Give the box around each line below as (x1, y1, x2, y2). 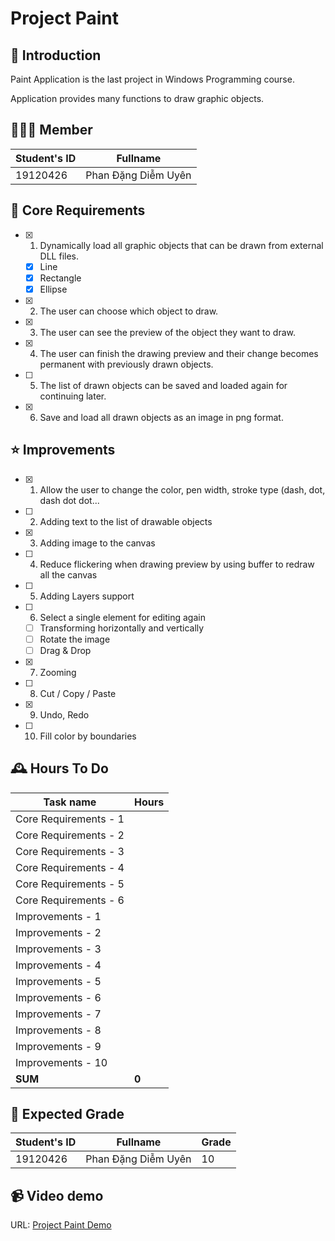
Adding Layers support (39, 590, 135, 602)
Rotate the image (39, 633, 111, 645)
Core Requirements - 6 (15, 893, 125, 907)
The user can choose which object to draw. (39, 305, 219, 317)
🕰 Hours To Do (10, 760, 109, 777)
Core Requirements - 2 (15, 828, 125, 842)
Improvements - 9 (15, 1039, 102, 1053)
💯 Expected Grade (10, 1106, 125, 1123)
